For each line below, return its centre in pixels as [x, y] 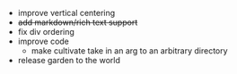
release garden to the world [69, 60]
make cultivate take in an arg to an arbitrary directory [129, 51]
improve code [44, 41]
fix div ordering [46, 32]
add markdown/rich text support [78, 22]
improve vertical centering [66, 13]
